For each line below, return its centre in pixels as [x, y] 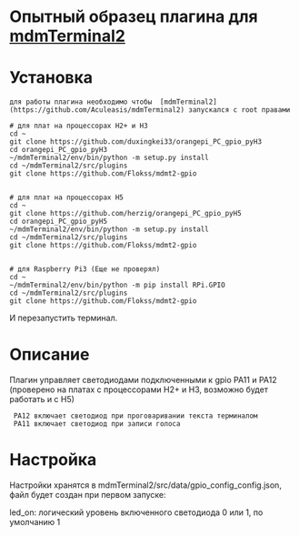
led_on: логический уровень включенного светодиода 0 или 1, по [136, 512]
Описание [50, 354]
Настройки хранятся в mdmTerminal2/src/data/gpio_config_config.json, [145, 485]
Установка [51, 78]
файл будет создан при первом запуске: [88, 495]
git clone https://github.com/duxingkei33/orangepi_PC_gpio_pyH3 [135, 142]
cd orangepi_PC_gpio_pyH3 [58, 150]
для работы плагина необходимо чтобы [81, 102]
